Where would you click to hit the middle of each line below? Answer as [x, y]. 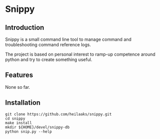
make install [19, 123]
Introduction [25, 28]
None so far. [18, 87]
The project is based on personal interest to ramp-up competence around [80, 54]
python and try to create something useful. [49, 60]
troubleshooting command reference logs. [48, 45]
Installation [23, 103]
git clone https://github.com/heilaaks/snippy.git [58, 114]
